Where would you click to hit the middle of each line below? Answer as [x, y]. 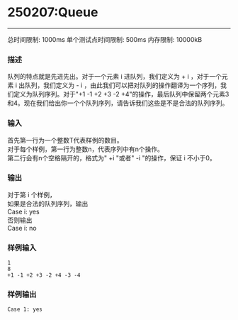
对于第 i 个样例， [32, 194]
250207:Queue [53, 12]
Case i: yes [24, 211]
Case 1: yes [25, 309]
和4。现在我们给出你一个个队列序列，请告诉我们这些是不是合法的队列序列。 [118, 103]
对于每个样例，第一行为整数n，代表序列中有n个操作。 [86, 149]
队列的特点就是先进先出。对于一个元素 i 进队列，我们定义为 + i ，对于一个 [114, 77]
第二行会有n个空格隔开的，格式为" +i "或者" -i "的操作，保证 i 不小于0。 [112, 158]
